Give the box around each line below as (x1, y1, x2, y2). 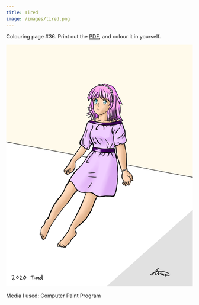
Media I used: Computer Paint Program (6, 292, 101, 299)
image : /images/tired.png (6, 15, 70, 22)
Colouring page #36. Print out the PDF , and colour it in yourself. (6, 33, 161, 40)
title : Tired (6, 9, 38, 15)
